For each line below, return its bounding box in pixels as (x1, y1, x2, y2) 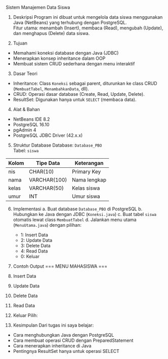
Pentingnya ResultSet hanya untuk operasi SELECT (13, 348, 119, 354)
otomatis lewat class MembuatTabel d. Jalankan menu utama (13, 217, 137, 223)
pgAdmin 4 (13, 127, 37, 133)
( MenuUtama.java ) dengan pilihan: (13, 222, 82, 228)
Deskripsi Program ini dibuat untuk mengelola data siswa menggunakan (13, 14, 163, 20)
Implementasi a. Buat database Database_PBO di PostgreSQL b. (13, 206, 143, 212)
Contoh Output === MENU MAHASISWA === (13, 263, 108, 269)
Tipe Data (35, 160, 60, 166)
